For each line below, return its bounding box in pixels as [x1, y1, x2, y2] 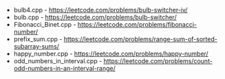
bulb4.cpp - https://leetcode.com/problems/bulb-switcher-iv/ [13, 6, 188, 14]
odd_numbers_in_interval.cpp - [13, 57, 103, 65]
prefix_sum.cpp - [13, 35, 63, 43]
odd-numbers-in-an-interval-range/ [13, 65, 116, 72]
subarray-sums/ [13, 43, 60, 50]
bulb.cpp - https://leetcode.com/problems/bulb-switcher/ [13, 13, 177, 21]
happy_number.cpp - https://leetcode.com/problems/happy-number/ [13, 49, 208, 58]
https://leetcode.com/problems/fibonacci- [77, 21, 197, 28]
